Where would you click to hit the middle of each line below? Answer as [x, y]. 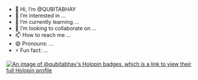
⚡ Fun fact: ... [31, 50]
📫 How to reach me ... [43, 35]
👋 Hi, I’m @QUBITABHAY [45, 9]
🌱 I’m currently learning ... [47, 22]
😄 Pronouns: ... [34, 44]
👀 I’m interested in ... [40, 16]
